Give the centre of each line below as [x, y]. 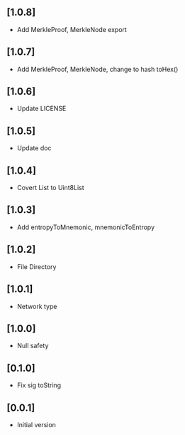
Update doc [34, 148]
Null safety [33, 346]
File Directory [37, 266]
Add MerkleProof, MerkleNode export [72, 29]
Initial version [36, 424]
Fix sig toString [39, 385]
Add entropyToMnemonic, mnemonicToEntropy [86, 227]
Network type [37, 306]
